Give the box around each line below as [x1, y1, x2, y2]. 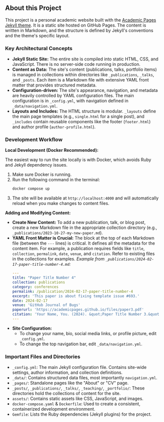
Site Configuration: [12, 325, 52, 331]
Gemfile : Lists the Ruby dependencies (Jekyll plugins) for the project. [12, 411, 152, 417]
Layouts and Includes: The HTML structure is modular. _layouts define [12, 108, 156, 114]
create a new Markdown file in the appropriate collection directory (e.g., [12, 225, 158, 230]
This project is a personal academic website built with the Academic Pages [5, 17, 157, 23]
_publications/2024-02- [105, 257, 154, 262]
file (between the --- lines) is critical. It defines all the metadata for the [12, 240, 155, 246]
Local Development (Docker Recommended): [5, 147, 99, 153]
